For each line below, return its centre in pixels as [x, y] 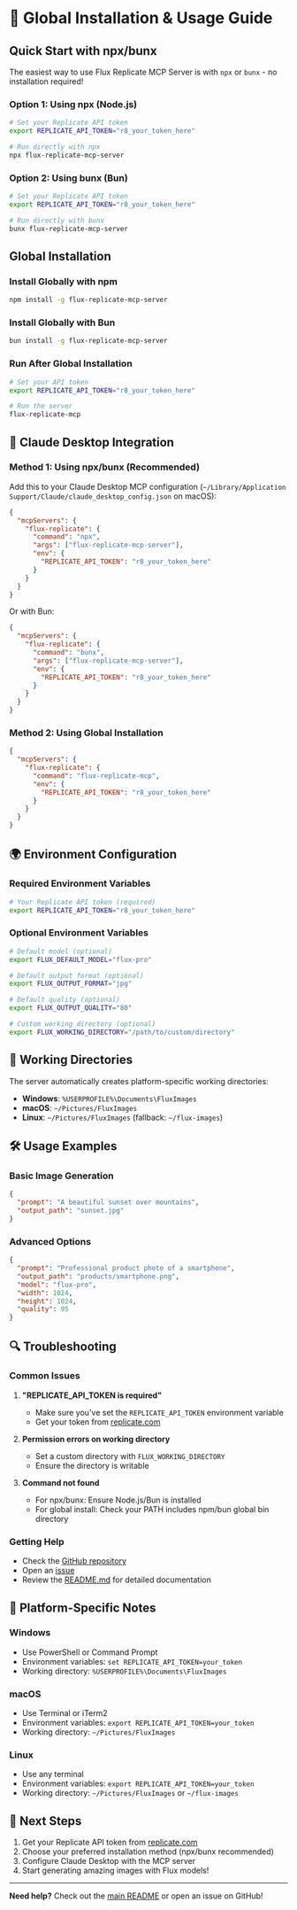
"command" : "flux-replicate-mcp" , [96, 776]
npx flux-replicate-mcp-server [67, 155]
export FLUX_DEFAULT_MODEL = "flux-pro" [80, 959]
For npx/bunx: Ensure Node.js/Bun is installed [118, 1500]
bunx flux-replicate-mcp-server [69, 229]
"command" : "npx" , [66, 537]
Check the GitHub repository [74, 1561]
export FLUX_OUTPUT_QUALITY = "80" [71, 1008]
